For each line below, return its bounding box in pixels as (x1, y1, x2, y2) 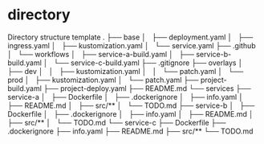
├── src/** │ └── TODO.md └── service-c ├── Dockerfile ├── (7, 117, 226, 127)
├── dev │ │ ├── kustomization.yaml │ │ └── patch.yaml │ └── (7, 66, 244, 76)
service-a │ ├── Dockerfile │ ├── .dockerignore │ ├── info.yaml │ (7, 92, 244, 101)
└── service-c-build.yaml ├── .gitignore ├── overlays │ (54, 58, 243, 68)
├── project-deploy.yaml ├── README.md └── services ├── (43, 83, 251, 93)
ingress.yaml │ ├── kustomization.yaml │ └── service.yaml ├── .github (7, 40, 256, 50)
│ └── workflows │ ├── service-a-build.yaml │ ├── (7, 49, 194, 59)
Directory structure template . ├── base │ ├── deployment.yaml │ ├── (7, 32, 254, 42)
